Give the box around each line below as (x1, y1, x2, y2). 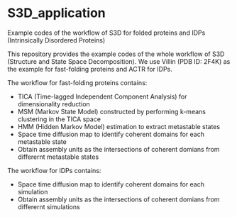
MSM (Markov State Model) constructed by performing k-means (17, 107, 206, 116)
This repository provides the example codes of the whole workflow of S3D (7, 50, 225, 58)
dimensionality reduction (17, 99, 90, 108)
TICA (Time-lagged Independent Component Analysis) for (17, 92, 187, 101)
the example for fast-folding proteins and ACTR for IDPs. (7, 65, 172, 73)
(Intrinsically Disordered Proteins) (7, 35, 106, 44)
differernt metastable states (17, 152, 99, 161)
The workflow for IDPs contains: (7, 166, 101, 174)
